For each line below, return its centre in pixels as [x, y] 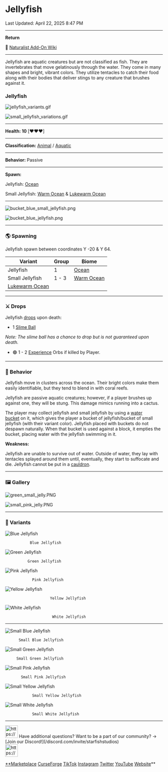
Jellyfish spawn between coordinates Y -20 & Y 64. [58, 249]
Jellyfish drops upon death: [33, 317]
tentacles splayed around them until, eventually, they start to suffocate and [82, 459]
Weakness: [17, 444]
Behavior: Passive [24, 160]
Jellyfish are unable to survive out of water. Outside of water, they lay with [82, 454]
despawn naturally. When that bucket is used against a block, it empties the [83, 429]
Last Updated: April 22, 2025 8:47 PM [44, 23]
